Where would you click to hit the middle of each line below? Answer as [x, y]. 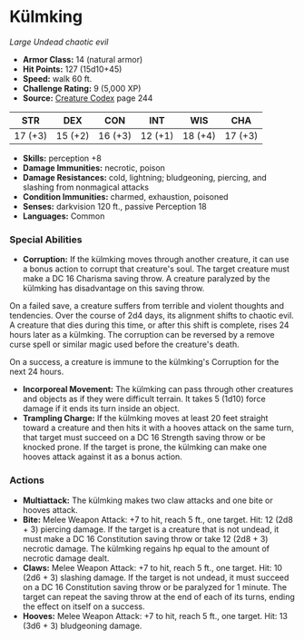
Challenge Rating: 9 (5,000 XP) [82, 88]
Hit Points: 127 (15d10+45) [72, 69]
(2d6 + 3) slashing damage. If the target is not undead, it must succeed [156, 577]
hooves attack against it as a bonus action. [103, 457]
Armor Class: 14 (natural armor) [83, 59]
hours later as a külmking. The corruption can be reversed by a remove [142, 335]
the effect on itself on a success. [83, 606]
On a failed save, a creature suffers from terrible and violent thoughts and [147, 306]
